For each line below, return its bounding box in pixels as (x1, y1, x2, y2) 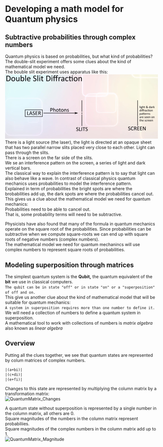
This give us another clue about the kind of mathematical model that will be (5, 294, 155, 300)
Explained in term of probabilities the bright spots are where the (5, 186, 132, 192)
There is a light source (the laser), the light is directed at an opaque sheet (5, 139, 152, 145)
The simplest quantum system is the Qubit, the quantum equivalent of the (5, 273, 153, 280)
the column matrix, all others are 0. (5, 410, 75, 416)
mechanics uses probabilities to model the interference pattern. (5, 181, 132, 186)
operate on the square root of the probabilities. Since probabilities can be (5, 226, 151, 232)
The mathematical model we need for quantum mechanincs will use (5, 242, 140, 248)
